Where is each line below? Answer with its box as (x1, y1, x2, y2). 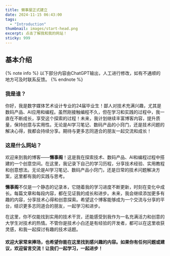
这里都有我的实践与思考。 (14, 173, 67, 180)
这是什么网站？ (5, 142, 42, 149)
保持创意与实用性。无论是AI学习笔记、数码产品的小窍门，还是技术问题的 (14, 121, 165, 127)
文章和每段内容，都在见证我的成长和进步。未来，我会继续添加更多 (22, 190, 160, 196)
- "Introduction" (10, 21, 47, 27)
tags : (5, 17, 17, 22)
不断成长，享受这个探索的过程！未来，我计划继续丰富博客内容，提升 (14, 115, 156, 121)
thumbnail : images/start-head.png (5, 26, 78, 31)
